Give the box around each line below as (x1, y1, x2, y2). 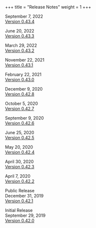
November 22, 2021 (5, 57, 45, 62)
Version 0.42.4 (5, 150, 35, 155)
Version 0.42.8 (5, 91, 35, 97)
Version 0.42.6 (5, 121, 35, 126)
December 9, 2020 (5, 86, 43, 91)
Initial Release (5, 208, 33, 213)
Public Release (5, 188, 35, 193)
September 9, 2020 (5, 115, 44, 121)
